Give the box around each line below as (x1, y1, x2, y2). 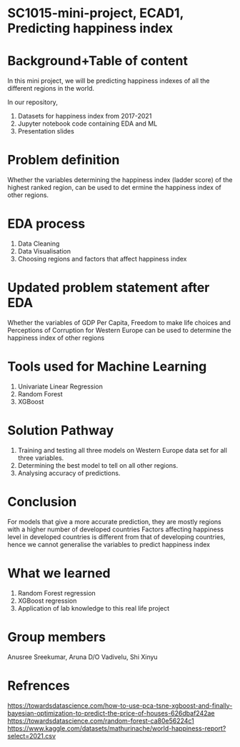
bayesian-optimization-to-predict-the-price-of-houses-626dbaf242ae (7, 708, 216, 717)
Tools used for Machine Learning (7, 359, 207, 375)
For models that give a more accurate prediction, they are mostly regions (7, 517, 221, 526)
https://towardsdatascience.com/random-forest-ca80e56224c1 (7, 716, 194, 725)
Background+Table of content (7, 53, 188, 69)
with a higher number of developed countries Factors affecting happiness (7, 525, 224, 533)
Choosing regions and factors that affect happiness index (17, 255, 187, 263)
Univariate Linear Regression (17, 382, 104, 391)
